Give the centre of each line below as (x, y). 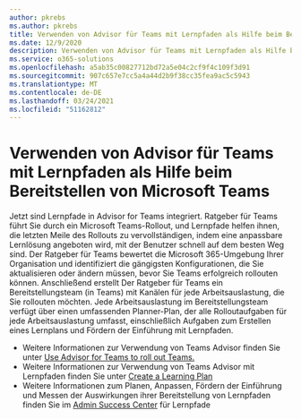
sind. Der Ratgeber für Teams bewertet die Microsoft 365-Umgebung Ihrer (147, 254)
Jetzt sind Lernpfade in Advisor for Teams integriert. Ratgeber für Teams (143, 217)
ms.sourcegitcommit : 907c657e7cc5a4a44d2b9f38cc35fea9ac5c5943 (130, 76)
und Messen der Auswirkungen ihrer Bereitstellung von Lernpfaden (146, 396)
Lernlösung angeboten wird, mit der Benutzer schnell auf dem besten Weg (147, 245)
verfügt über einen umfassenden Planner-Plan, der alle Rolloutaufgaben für (148, 312)
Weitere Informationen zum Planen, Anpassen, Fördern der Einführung (152, 386)
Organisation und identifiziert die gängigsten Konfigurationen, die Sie (137, 264)
